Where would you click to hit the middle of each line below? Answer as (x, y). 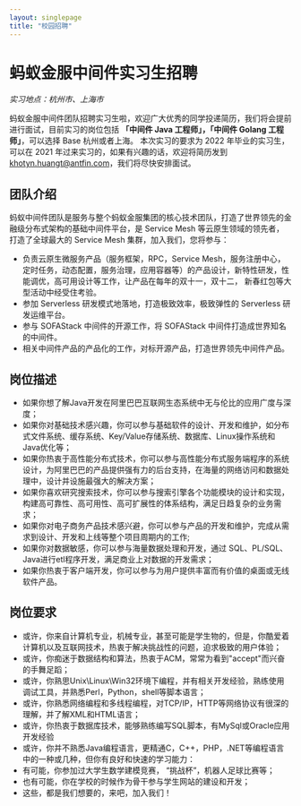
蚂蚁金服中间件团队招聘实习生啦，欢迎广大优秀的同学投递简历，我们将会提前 (150, 118)
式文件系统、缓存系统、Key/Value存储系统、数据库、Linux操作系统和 (149, 436)
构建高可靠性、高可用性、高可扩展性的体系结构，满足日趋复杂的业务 (148, 503)
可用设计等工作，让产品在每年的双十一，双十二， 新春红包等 (172, 281)
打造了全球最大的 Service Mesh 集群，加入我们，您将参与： (120, 240)
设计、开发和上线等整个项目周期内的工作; (114, 537)
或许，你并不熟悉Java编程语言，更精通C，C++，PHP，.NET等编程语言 (153, 748)
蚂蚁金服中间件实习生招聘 (104, 73)
